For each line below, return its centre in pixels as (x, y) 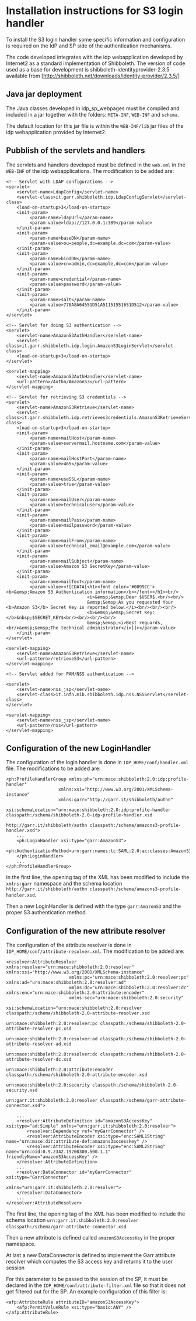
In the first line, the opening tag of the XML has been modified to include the (98, 877)
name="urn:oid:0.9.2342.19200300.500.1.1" (58, 1152)
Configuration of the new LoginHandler (79, 748)
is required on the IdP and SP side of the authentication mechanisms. (89, 46)
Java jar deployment (44, 94)
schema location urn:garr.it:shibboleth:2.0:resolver (72, 1220)
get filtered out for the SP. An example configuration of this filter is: (87, 1292)
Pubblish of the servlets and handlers (76, 151)
